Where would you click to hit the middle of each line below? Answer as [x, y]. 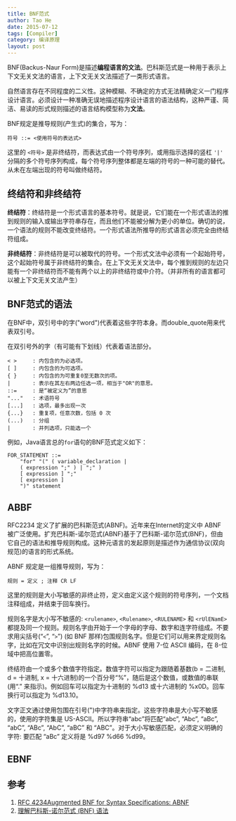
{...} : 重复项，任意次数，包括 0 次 [59, 413]
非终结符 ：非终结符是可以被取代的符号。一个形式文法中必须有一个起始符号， [118, 253]
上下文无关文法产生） [50, 280]
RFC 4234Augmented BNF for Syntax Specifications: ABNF [103, 802]
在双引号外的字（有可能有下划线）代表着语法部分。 [81, 346]
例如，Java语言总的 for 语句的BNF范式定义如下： [77, 442]
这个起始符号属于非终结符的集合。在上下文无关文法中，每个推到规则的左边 [115, 262]
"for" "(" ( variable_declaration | [74, 461]
